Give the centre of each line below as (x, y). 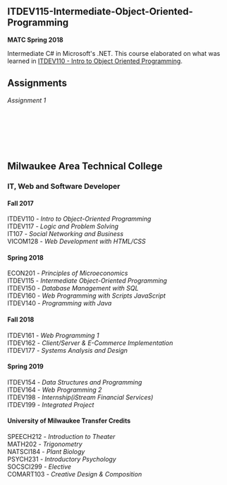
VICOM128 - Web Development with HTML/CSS (76, 241)
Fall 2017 (20, 203)
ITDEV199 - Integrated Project (51, 404)
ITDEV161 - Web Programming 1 (54, 335)
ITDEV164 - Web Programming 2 (55, 390)
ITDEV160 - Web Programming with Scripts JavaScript (86, 296)
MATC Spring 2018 (35, 40)
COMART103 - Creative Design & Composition (75, 474)
